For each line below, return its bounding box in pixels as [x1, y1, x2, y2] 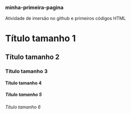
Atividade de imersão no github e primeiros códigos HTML [5, 15, 126, 21]
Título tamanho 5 [5, 91, 42, 97]
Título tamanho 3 [5, 67, 48, 74]
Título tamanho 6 [5, 104, 41, 110]
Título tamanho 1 [5, 33, 76, 44]
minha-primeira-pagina [5, 4, 64, 11]
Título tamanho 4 [5, 80, 42, 86]
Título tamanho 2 [5, 52, 60, 61]
